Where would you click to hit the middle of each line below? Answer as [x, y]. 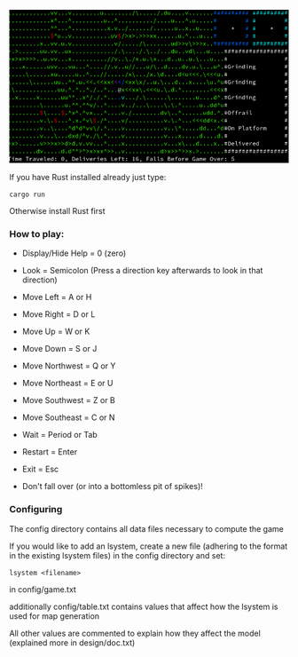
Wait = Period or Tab [59, 435]
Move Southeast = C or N [68, 417]
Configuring [36, 510]
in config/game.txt [43, 589]
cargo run [27, 194]
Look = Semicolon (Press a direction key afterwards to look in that [142, 271]
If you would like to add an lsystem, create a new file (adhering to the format [149, 546]
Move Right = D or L [59, 314]
